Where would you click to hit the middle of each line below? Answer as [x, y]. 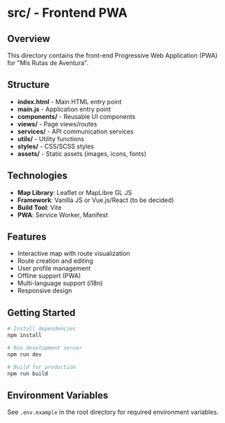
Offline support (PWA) [49, 276]
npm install [24, 336]
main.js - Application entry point [64, 109]
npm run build [28, 373]
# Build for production [42, 367]
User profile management [54, 268]
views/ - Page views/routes [57, 124]
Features [27, 237]
